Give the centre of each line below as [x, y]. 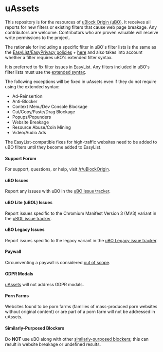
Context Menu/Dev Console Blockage [50, 106]
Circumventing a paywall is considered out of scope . [58, 262]
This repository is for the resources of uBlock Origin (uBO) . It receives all [78, 22]
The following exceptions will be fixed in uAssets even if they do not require [81, 82]
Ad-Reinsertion [27, 96]
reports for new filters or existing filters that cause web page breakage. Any [81, 27]
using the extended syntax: [32, 86]
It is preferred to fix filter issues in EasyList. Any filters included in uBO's [77, 67]
